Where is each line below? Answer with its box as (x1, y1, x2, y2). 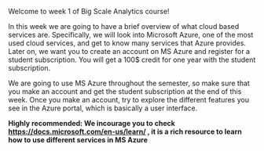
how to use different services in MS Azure (8, 135, 148, 144)
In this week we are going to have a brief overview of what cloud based (8, 22, 240, 31)
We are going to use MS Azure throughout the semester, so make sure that (8, 78, 250, 88)
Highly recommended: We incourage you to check (8, 119, 175, 128)
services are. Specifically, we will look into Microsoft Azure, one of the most (8, 31, 254, 39)
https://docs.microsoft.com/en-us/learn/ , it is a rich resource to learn (8, 127, 242, 136)
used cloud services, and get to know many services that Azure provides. (8, 38, 246, 48)
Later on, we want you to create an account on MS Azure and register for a (8, 47, 250, 56)
